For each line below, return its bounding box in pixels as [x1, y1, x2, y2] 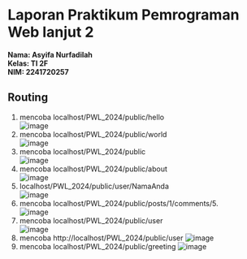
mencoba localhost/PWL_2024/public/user [19, 215, 163, 225]
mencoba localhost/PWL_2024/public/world [19, 129, 167, 139]
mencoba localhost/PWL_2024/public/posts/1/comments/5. [19, 198, 219, 208]
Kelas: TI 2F [7, 58, 49, 68]
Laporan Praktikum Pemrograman [7, 6, 240, 24]
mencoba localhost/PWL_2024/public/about [19, 164, 168, 174]
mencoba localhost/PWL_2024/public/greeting [19, 241, 176, 251]
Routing [7, 91, 49, 105]
